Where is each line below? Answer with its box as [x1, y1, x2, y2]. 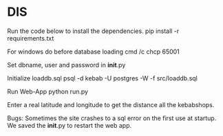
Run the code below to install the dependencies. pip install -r [7, 27, 180, 35]
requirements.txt [7, 34, 54, 42]
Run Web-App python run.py [7, 87, 88, 95]
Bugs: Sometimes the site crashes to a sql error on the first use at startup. [7, 114, 217, 122]
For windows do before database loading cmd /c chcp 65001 [7, 47, 180, 56]
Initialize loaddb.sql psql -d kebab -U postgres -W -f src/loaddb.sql [7, 73, 198, 82]
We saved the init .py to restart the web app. [7, 121, 132, 129]
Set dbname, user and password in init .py [7, 60, 126, 69]
